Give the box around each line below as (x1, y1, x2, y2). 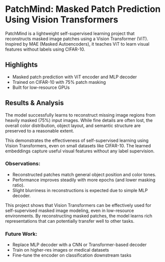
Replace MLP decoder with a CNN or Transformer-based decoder (12, 242, 147, 248)
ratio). (12, 182, 25, 188)
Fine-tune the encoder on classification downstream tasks (12, 252, 132, 259)
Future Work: (5, 230, 38, 237)
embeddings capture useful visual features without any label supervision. (5, 148, 155, 154)
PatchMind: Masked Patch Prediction (5, 3, 161, 15)
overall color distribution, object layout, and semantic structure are (5, 123, 141, 129)
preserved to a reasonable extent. (5, 128, 74, 133)
